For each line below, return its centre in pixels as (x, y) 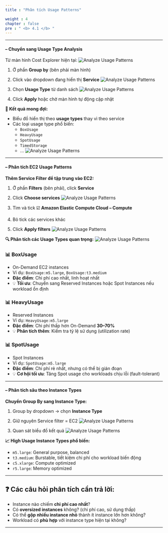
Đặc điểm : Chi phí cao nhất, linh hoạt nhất (56, 278)
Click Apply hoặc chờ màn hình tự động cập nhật (63, 99)
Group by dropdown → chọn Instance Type (57, 411)
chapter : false (22, 24)
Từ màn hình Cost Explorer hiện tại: (41, 60)
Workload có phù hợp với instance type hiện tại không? (69, 520)
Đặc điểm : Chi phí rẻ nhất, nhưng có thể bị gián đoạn (67, 368)
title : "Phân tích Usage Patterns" (43, 10)
